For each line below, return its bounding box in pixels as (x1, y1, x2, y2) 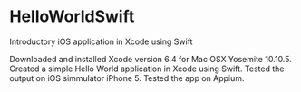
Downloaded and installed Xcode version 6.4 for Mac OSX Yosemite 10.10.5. (9, 53, 292, 64)
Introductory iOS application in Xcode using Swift (9, 36, 193, 47)
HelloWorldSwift (9, 6, 135, 27)
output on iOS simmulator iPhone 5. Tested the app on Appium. (9, 72, 245, 83)
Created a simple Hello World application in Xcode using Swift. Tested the (9, 63, 285, 74)
